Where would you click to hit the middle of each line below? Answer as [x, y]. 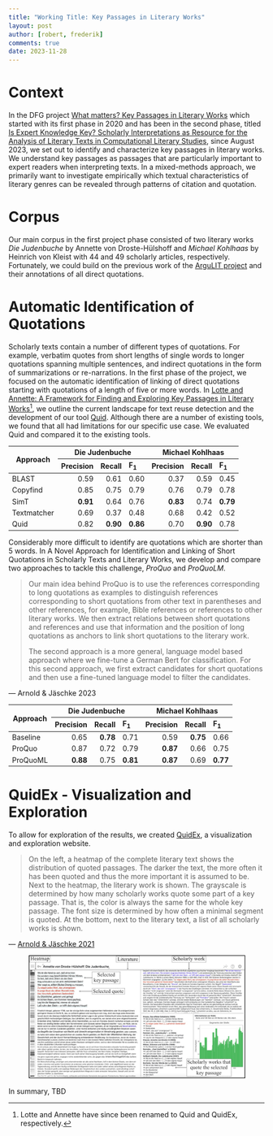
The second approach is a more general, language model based [135, 651]
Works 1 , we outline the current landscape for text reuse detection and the [131, 408]
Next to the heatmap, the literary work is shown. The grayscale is [137, 885]
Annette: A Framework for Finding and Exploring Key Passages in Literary [131, 398]
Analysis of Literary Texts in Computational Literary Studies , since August [131, 141]
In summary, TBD [37, 1091]
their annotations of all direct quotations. [76, 274]
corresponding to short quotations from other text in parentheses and [145, 601]
